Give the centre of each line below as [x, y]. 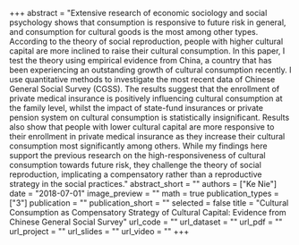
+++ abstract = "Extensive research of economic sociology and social [138, 13]
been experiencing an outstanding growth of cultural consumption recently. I [150, 70]
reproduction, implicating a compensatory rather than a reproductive [136, 174]
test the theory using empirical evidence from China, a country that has [141, 60]
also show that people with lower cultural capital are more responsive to [142, 127]
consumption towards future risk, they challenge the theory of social [136, 165]
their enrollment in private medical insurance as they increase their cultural [147, 136]
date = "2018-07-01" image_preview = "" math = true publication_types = [144, 193]
